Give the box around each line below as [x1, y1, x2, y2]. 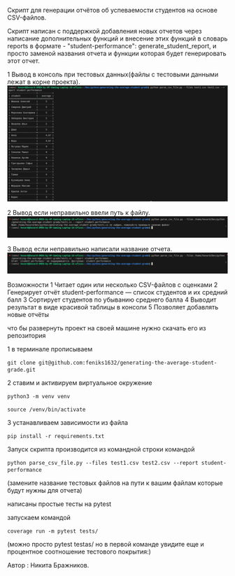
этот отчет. [7, 57, 40, 65]
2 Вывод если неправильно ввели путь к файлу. [7, 209, 150, 217]
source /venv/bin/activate [7, 406, 86, 413]
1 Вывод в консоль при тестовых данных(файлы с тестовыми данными [7, 70, 219, 78]
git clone [7, 359, 36, 366]
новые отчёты [7, 310, 50, 318]
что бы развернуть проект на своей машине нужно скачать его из [7, 323, 206, 332]
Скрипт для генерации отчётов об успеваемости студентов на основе [7, 6, 218, 14]
